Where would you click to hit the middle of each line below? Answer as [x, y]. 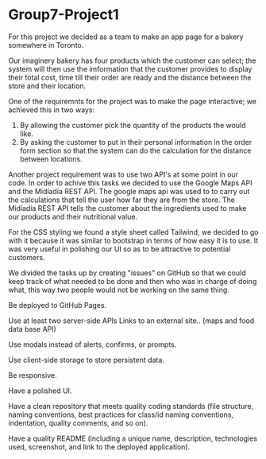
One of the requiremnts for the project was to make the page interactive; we [132, 101]
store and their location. [47, 86]
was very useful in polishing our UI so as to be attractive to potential [120, 249]
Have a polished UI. [40, 391]
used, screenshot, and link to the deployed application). [99, 446]
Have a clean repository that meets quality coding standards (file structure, [131, 406]
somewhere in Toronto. [46, 45]
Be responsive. [33, 375]
